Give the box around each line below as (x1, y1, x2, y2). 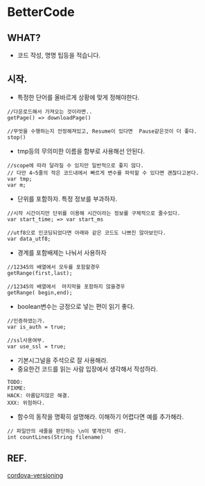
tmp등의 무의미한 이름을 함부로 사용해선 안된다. (17, 146, 145, 155)
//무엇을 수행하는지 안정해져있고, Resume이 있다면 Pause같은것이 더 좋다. (7, 128, 197, 135)
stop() (7, 133, 26, 141)
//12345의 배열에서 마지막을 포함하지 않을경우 (7, 283, 125, 290)
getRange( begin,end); (7, 289, 73, 296)
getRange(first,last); (7, 269, 73, 276)
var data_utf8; (7, 235, 51, 242)
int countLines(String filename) (7, 433, 104, 441)
